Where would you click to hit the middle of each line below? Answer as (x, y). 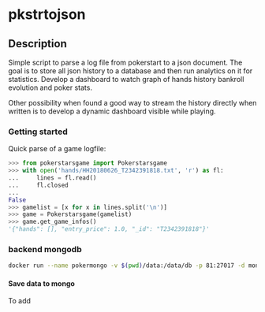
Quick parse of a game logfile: (57, 149)
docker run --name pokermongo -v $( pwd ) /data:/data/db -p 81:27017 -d (127, 266)
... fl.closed (38, 185)
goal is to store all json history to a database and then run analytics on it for (131, 71)
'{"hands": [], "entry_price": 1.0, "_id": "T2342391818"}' (109, 229)
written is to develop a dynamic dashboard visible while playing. (112, 111)
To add (20, 301)
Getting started (38, 132)
